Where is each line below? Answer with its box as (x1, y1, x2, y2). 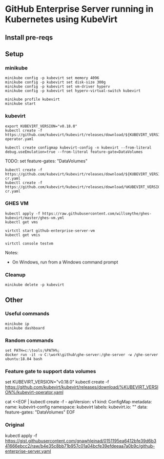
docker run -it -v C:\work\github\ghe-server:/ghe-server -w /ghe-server (5, 352, 159, 357)
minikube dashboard (5, 326, 45, 330)
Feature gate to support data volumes (5, 368, 96, 375)
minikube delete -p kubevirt (5, 283, 64, 287)
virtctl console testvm (5, 241, 54, 246)
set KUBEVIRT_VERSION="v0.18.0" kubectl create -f (5, 379, 109, 385)
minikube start (5, 101, 36, 106)
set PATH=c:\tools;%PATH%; (5, 348, 60, 353)
